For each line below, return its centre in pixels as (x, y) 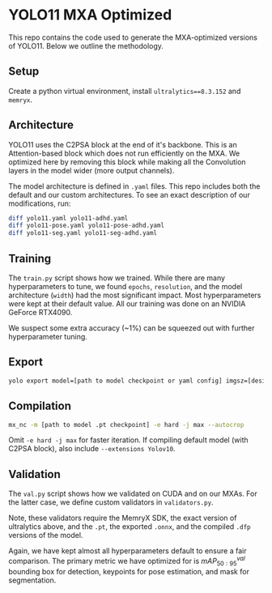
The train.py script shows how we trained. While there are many (117, 278)
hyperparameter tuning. (48, 337)
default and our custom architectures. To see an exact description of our (130, 194)
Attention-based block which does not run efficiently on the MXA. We (124, 153)
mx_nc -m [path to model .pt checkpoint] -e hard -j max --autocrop (126, 424)
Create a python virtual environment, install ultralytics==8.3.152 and (125, 91)
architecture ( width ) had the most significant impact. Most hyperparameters (135, 295)
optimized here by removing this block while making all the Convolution (127, 162)
